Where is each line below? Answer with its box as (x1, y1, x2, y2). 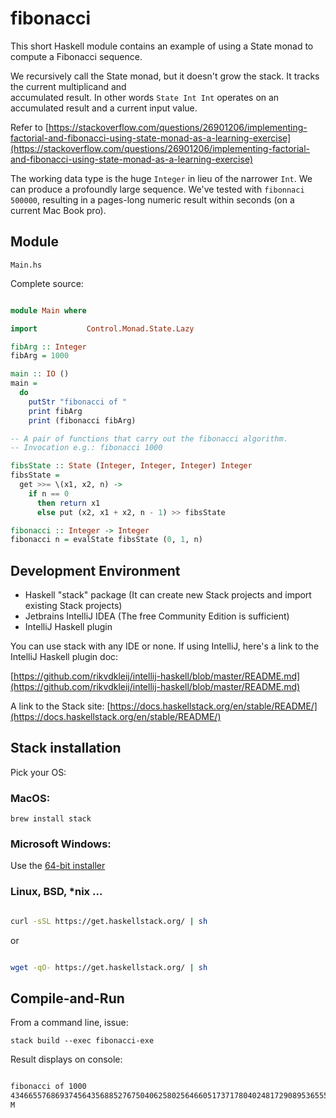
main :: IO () (10, 369, 70, 379)
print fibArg (28, 406, 83, 416)
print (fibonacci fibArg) (28, 415, 137, 426)
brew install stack (10, 814, 92, 824)
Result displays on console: (10, 1053, 123, 1066)
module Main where (10, 305, 87, 316)
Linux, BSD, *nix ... (10, 885, 103, 899)
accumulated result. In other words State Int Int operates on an (10, 91, 280, 103)
